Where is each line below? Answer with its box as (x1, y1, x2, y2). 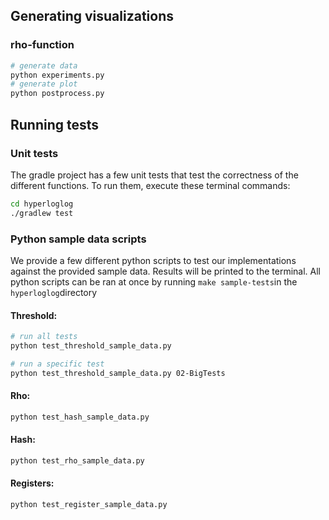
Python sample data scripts (10, 232, 147, 246)
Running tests (10, 116, 100, 133)
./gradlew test (10, 208, 74, 218)
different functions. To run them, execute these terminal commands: (10, 179, 291, 191)
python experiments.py (10, 70, 105, 80)
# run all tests (10, 332, 78, 342)
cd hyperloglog (10, 199, 74, 209)
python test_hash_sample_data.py (10, 412, 150, 422)
